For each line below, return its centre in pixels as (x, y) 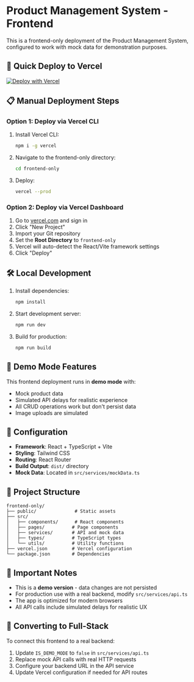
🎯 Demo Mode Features (52, 367)
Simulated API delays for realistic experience (71, 400)
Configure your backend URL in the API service (74, 665)
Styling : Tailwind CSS (42, 453)
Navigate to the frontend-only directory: (65, 158)
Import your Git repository (48, 233)
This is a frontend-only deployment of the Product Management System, (98, 40)
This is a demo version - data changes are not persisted (86, 588)
